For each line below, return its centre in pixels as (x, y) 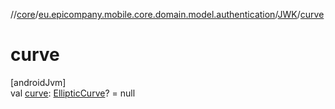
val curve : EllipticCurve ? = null (73, 93)
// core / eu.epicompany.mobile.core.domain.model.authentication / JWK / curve (167, 14)
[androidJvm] (38, 82)
